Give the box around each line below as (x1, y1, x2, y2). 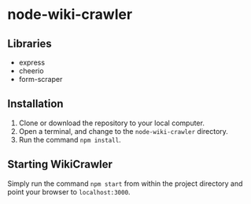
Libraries (7, 37, 52, 50)
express (18, 57, 45, 67)
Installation (7, 97, 64, 111)
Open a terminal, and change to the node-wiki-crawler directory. (18, 126, 229, 135)
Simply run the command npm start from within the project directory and (7, 179, 243, 188)
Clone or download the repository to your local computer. (18, 118, 205, 128)
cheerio (18, 66, 44, 76)
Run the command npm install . (18, 135, 121, 144)
